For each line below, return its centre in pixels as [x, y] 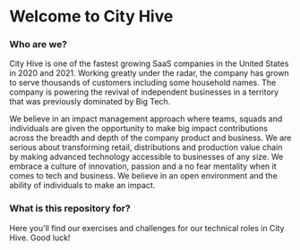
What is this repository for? [70, 209]
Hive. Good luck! [40, 237]
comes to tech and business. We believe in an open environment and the [143, 176]
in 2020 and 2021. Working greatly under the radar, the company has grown [149, 73]
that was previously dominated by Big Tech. [90, 102]
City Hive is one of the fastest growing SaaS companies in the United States [149, 63]
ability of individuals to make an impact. [82, 186]
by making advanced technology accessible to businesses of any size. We [146, 157]
